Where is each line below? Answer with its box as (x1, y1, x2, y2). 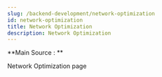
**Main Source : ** (7, 49, 63, 57)
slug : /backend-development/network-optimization (7, 10, 156, 17)
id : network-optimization (7, 17, 83, 24)
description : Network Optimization (7, 29, 112, 37)
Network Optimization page (7, 62, 87, 70)
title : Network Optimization (7, 23, 93, 30)
